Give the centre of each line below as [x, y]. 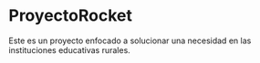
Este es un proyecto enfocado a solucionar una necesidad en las [130, 40]
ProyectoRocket [71, 16]
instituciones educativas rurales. [70, 49]
